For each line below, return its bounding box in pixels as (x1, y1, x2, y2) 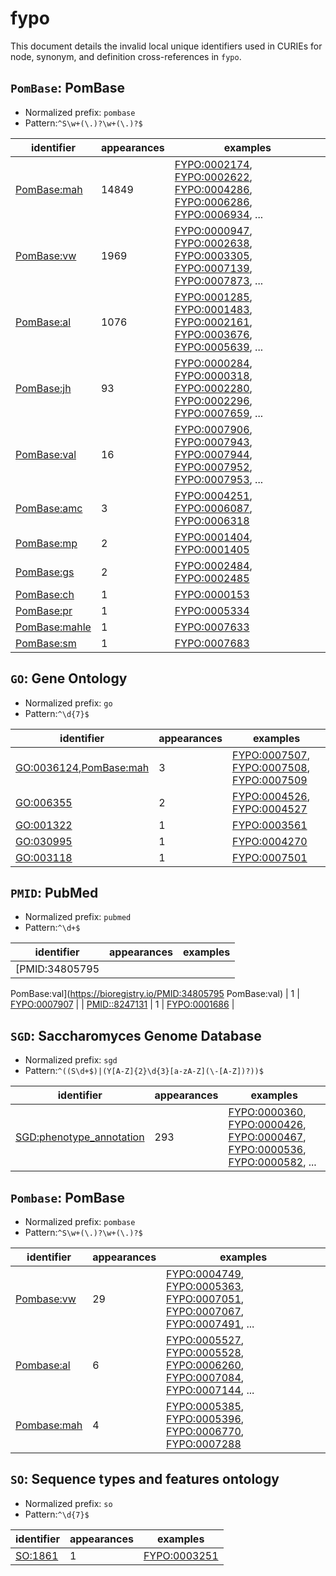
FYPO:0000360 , (228, 1105, 307, 1119)
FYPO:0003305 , (174, 248, 253, 262)
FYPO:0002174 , (174, 157, 253, 171)
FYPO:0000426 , (228, 1118, 307, 1132)
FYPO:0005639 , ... (174, 340, 263, 354)
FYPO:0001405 (174, 542, 250, 556)
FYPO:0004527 (232, 802, 308, 816)
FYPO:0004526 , (232, 789, 310, 803)
